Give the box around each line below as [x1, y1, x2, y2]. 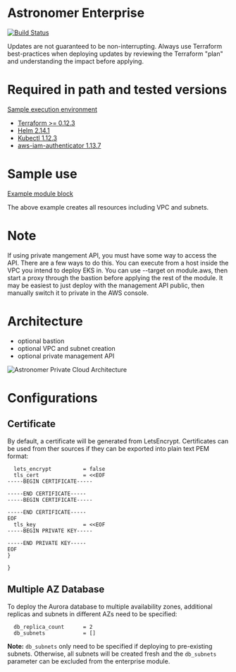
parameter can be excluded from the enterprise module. [7, 656, 170, 665]
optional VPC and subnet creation [17, 344, 116, 352]
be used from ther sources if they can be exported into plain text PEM [7, 444, 210, 452]
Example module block [7, 189, 74, 198]
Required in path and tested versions [7, 82, 228, 98]
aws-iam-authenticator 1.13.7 [17, 141, 101, 150]
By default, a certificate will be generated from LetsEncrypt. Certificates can [7, 436, 229, 445]
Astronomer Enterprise [7, 5, 145, 21]
